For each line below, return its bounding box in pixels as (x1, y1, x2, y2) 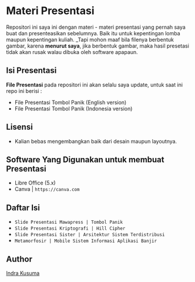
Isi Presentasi (6, 66, 57, 76)
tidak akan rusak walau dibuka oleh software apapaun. (6, 48, 138, 55)
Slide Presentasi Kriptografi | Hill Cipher (14, 226, 126, 231)
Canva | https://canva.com (14, 186, 80, 193)
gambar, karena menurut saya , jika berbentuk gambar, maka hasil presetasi (6, 42, 190, 49)
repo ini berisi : (6, 87, 42, 95)
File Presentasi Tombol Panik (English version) (14, 99, 127, 106)
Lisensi (6, 122, 33, 132)
